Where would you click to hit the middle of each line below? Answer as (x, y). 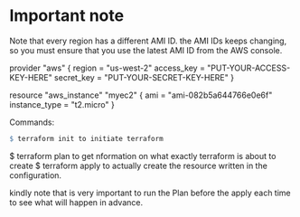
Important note (67, 16)
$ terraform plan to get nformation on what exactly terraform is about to (143, 156)
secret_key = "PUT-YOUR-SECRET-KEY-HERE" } (144, 77)
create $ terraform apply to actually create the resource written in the (139, 165)
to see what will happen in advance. (76, 202)
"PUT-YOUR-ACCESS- (249, 68)
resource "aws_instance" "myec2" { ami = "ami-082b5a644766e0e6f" (141, 95)
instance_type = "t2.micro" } (62, 104)
